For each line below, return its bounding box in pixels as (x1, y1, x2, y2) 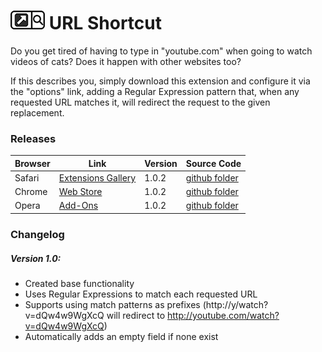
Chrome (14, 186, 48, 198)
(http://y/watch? (202, 298, 269, 310)
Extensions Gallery (58, 171, 137, 184)
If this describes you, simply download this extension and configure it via (10, 75, 311, 87)
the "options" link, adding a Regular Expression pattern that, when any (10, 85, 300, 97)
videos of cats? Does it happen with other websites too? (10, 55, 242, 67)
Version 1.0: (10, 252, 62, 264)
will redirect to (106, 309, 166, 321)
